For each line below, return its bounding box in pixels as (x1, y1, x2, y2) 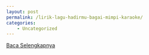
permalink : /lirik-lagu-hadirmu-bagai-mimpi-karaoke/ (6, 14, 144, 20)
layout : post (6, 8, 39, 15)
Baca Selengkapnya (6, 42, 56, 49)
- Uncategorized (17, 25, 58, 32)
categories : (6, 20, 36, 26)
